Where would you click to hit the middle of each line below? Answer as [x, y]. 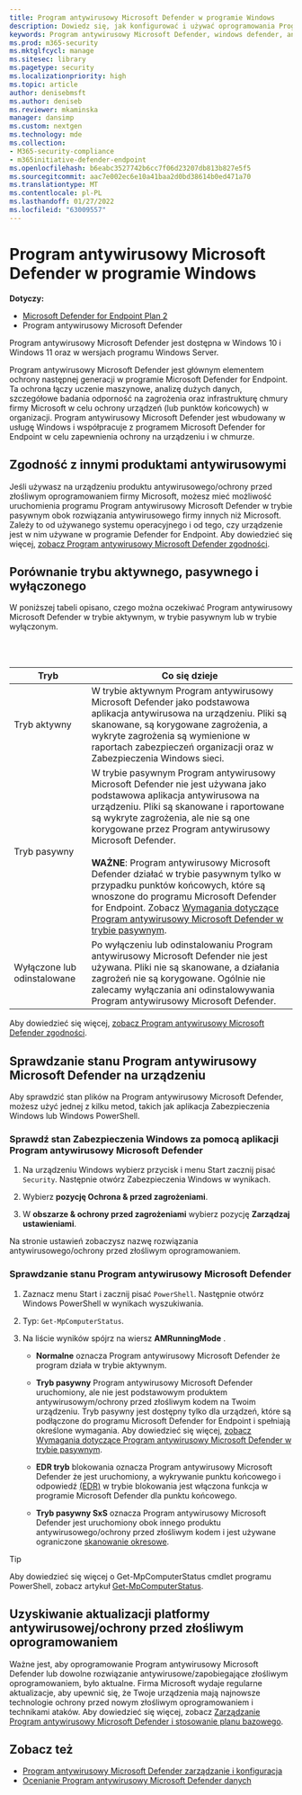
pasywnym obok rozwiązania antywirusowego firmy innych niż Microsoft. [145, 515]
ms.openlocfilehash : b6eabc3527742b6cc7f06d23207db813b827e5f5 [130, 168]
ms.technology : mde [46, 135]
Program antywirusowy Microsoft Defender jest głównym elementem [137, 369]
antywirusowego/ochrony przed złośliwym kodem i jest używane [156, 1532]
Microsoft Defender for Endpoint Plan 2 [95, 315]
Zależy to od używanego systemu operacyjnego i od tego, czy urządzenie [146, 524]
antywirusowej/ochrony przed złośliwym [127, 1628]
